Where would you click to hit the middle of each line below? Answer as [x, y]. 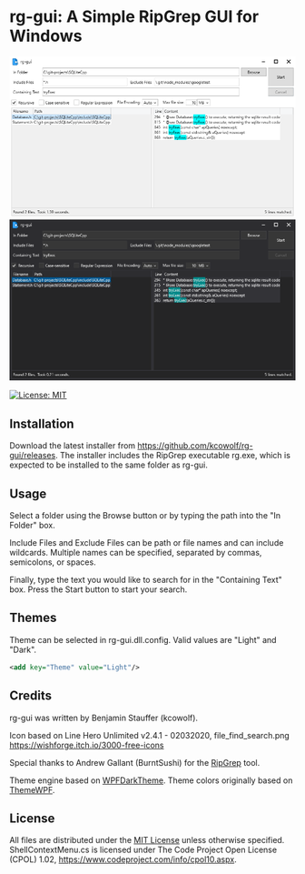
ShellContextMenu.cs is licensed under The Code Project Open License [143, 850]
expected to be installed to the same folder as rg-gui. [109, 465]
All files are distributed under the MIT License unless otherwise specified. [147, 840]
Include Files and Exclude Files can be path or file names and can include [147, 543]
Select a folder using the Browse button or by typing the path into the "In [145, 516]
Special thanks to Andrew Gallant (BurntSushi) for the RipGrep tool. [135, 762]
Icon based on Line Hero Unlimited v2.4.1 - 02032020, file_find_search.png [150, 735]
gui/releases [33, 456]
